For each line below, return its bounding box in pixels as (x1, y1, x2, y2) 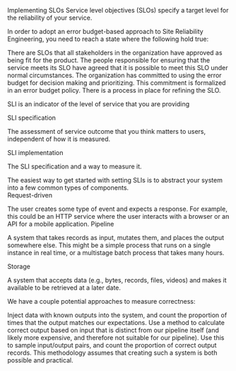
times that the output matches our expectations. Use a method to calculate (7, 319, 225, 326)
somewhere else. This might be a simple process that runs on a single (7, 241, 211, 249)
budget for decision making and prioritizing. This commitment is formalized (7, 79, 226, 87)
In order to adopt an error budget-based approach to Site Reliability (7, 28, 203, 35)
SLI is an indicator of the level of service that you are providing (7, 100, 190, 108)
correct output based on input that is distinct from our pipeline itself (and (7, 326, 219, 334)
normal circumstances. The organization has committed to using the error (7, 71, 222, 79)
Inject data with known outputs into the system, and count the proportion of (7, 311, 228, 319)
